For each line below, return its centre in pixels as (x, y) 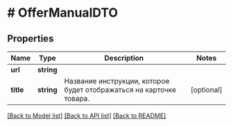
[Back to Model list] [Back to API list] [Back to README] (87, 116)
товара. (77, 99)
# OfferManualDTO (63, 13)
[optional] (206, 90)
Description (124, 58)
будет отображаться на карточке (120, 90)
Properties (31, 39)
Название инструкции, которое (117, 81)
